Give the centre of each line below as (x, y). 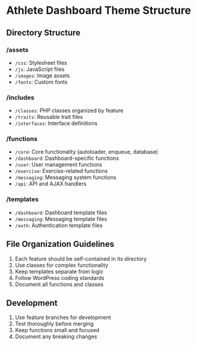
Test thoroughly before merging (54, 324)
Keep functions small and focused (57, 330)
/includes (20, 97)
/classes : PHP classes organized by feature (69, 111)
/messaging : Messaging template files (61, 219)
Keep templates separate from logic (59, 272)
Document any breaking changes (56, 336)
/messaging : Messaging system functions (65, 177)
